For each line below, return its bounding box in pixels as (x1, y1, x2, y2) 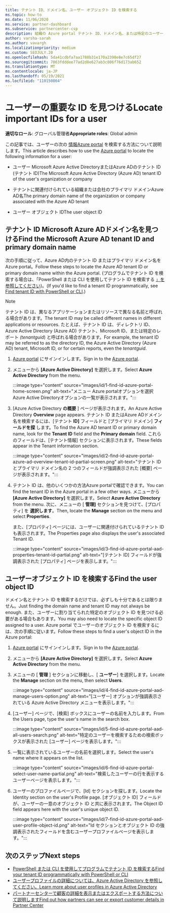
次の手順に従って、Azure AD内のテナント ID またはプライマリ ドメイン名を (5, 257, 161, 263)
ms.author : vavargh (5, 41, 47, 46)
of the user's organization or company (12, 176, 93, 182)
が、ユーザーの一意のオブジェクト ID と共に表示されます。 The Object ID (12, 801, 163, 807)
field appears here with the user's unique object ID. (12, 806, 120, 812)
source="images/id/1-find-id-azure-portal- (64, 382, 153, 388)
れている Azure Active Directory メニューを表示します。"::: (12, 699, 135, 706)
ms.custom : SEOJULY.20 (5, 50, 53, 55)
